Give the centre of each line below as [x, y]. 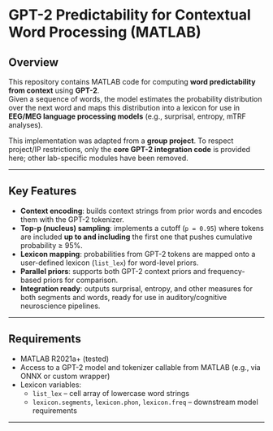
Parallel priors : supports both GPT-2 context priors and [113, 271]
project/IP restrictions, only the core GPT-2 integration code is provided [129, 149]
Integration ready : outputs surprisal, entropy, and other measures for [136, 288]
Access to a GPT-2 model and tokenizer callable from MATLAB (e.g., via [141, 367]
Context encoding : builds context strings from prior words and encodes [141, 211]
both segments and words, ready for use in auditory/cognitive [123, 297]
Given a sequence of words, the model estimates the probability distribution [135, 99]
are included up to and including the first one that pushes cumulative [136, 237]
